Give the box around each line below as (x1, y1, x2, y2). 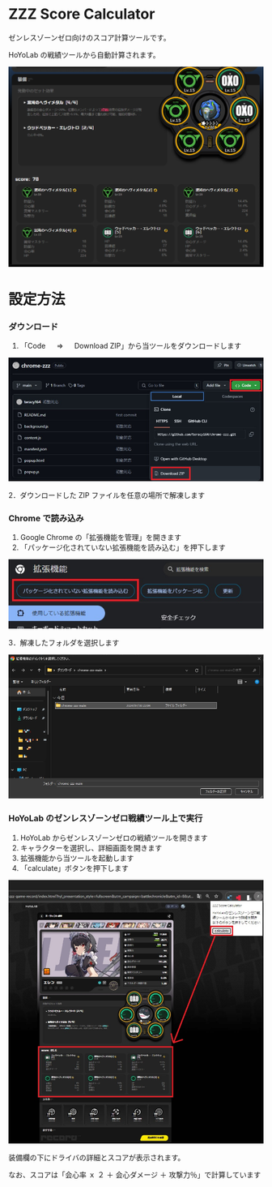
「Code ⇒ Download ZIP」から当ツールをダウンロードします (19, 341, 242, 351)
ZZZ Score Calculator (8, 5, 155, 24)
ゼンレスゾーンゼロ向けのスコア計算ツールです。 (8, 32, 171, 42)
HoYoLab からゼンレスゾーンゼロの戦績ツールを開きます (19, 833, 208, 842)
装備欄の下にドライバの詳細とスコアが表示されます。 (8, 1152, 185, 1162)
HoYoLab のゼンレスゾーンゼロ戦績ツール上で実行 (8, 812, 203, 824)
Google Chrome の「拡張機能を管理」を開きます (19, 533, 182, 542)
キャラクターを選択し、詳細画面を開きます (19, 842, 163, 852)
